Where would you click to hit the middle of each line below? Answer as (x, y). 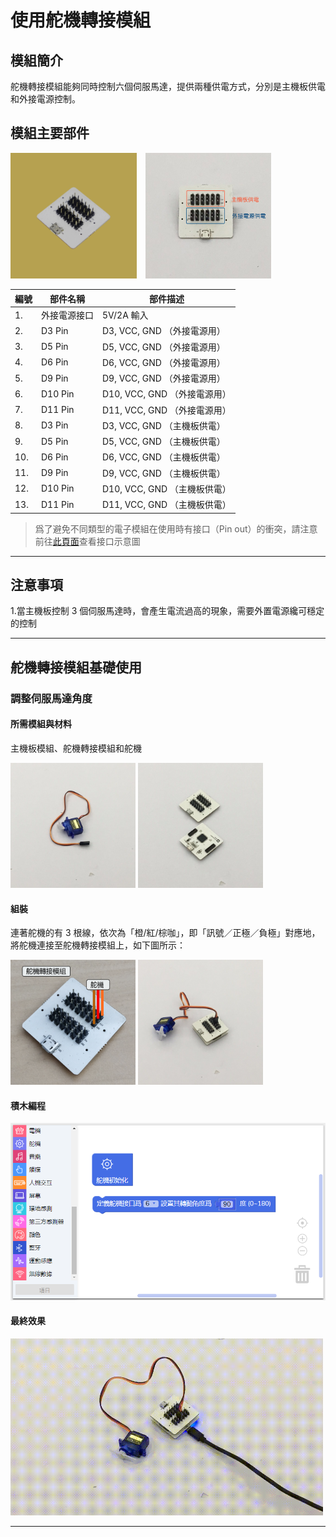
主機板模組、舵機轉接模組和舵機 (76, 748)
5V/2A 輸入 (125, 315)
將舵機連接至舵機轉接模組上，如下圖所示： (98, 945)
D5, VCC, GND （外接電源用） (164, 347)
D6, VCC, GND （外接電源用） (164, 362)
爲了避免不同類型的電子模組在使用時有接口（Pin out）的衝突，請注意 (176, 528)
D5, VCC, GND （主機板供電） (164, 442)
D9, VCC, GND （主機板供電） (164, 473)
